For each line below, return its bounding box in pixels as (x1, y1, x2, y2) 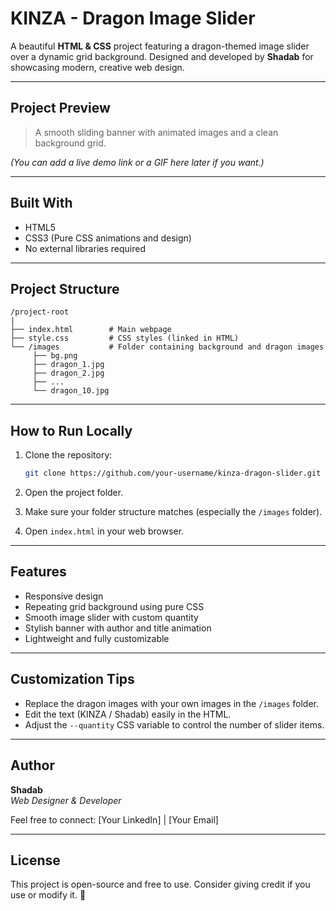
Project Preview (10, 100, 111, 117)
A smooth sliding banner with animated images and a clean (34, 126, 279, 138)
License (10, 852, 61, 869)
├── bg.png (32, 351, 78, 361)
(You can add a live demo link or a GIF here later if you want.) (10, 156, 265, 168)
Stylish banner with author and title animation (24, 622, 212, 634)
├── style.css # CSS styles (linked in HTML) (10, 333, 240, 344)
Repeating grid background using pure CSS (24, 600, 205, 612)
